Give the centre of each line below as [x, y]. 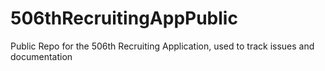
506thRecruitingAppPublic [124, 18]
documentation [41, 56]
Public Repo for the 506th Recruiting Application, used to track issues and [162, 46]
